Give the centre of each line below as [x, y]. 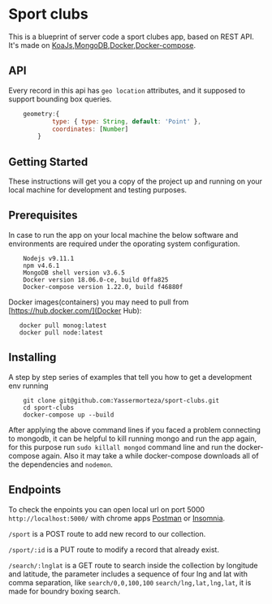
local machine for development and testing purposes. [98, 190]
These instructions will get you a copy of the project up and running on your [135, 181]
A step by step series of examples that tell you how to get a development [130, 377]
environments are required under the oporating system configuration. [124, 244]
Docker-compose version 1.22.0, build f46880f [103, 287]
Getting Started [48, 162]
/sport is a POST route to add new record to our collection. [107, 533]
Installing [32, 358]
